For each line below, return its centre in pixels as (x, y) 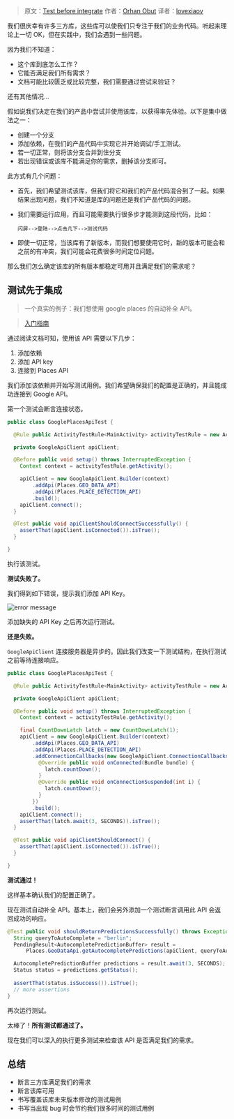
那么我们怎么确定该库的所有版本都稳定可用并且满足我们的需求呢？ (102, 266)
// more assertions (42, 990)
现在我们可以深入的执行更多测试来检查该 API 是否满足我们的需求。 (102, 1040)
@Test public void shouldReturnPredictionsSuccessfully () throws (104, 931)
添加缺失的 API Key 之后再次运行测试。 (63, 621)
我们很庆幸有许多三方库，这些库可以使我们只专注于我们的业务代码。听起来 (114, 26)
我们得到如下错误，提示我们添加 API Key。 (68, 593)
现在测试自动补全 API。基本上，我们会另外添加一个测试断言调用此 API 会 (111, 910)
